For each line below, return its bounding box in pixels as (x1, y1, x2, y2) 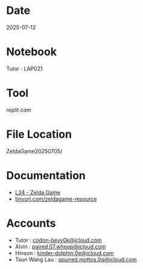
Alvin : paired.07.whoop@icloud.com (14, 243, 106, 250)
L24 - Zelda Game (14, 188, 60, 196)
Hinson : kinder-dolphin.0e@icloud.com (14, 249, 114, 256)
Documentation (6, 168, 86, 182)
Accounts (6, 216, 56, 230)
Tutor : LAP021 (6, 65, 43, 72)
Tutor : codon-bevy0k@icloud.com (14, 236, 103, 244)
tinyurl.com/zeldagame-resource (14, 195, 97, 202)
